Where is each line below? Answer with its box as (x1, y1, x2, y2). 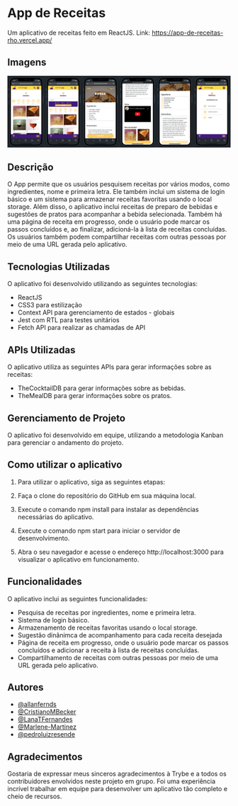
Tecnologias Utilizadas (7, 261, 110, 273)
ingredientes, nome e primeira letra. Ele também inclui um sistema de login (7, 188, 225, 196)
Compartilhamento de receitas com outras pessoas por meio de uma (17, 653, 218, 662)
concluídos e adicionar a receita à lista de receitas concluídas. (17, 646, 200, 654)
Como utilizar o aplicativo (7, 459, 123, 471)
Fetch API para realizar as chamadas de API (17, 324, 146, 332)
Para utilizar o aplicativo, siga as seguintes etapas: (17, 477, 166, 486)
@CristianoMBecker (17, 708, 76, 716)
